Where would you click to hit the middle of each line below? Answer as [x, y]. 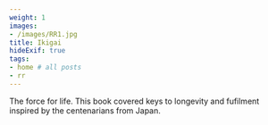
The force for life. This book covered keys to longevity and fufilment [134, 101]
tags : [19, 59]
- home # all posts [46, 68]
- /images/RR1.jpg [43, 34]
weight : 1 [28, 17]
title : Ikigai [36, 42]
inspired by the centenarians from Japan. [85, 110]
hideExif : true [38, 51]
